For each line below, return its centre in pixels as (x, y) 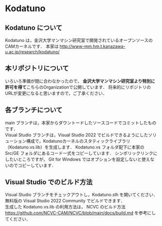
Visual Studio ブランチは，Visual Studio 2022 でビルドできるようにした (77, 135)
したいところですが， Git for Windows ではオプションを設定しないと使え (78, 159)
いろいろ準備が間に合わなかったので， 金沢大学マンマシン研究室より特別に (80, 81)
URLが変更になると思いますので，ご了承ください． (56, 93)
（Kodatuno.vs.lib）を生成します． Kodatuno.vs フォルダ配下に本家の (75, 147)
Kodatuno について (34, 28)
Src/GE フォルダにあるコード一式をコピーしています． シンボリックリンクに (81, 153)
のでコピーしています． (33, 165)
